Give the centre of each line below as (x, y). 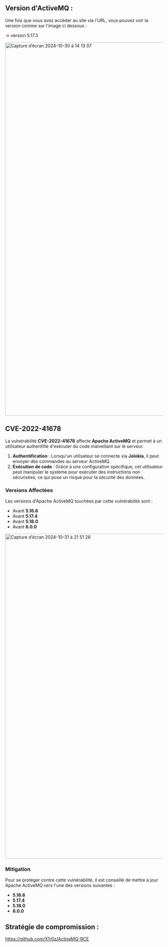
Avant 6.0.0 (24, 527)
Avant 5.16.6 (25, 511)
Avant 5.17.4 (25, 516)
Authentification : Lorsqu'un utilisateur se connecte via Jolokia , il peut (85, 456)
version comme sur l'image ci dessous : (46, 26)
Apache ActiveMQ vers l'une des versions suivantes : (60, 885)
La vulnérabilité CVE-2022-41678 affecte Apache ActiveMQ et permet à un (84, 441)
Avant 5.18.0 (25, 521)
